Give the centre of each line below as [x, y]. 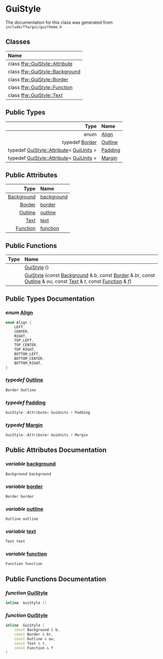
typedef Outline [24, 380]
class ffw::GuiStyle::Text [35, 95]
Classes [18, 42]
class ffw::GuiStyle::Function [40, 87]
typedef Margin [24, 425]
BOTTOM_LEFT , [27, 354]
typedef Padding [26, 402]
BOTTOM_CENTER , [30, 358]
